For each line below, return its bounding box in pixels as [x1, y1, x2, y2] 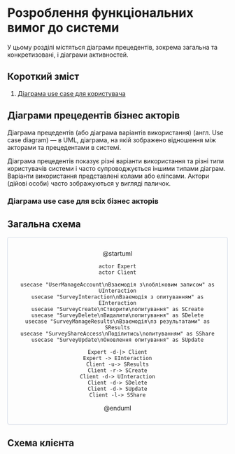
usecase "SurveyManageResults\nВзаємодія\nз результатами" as [24, 318, 211, 325]
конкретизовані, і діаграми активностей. [7, 50, 129, 59]
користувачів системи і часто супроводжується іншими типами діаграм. [7, 164, 226, 172]
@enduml [104, 404, 131, 413]
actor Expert [99, 263, 136, 270]
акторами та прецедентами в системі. [7, 143, 122, 151]
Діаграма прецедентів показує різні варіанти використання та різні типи [7, 156, 225, 165]
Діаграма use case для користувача [17, 89, 126, 97]
